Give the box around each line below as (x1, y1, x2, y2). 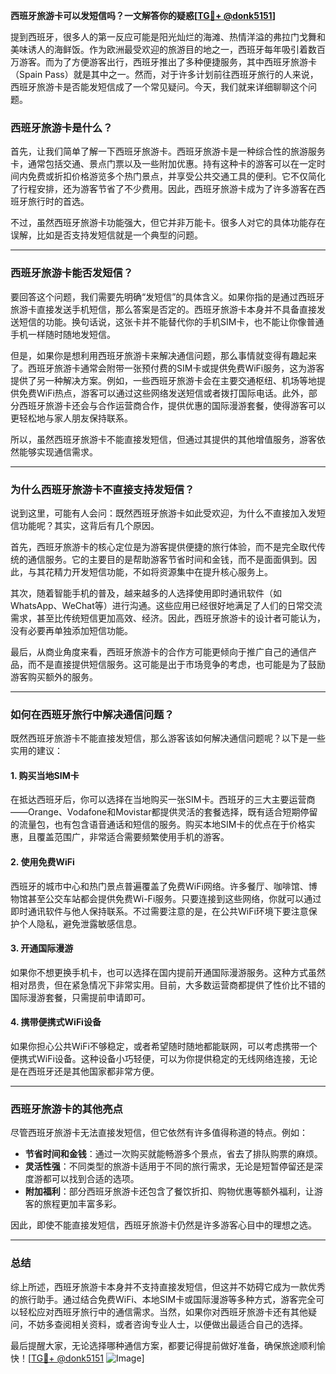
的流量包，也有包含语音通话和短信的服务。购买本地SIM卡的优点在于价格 (10, 819, 307, 831)
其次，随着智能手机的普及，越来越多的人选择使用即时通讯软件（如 (10, 587, 282, 599)
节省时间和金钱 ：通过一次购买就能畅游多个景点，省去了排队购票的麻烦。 (24, 1148, 323, 1160)
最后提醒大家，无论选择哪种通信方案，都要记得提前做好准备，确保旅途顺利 (10, 1339, 317, 1351)
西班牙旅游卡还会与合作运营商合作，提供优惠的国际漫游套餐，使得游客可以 (18, 399, 326, 411)
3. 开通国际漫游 (10, 942, 74, 954)
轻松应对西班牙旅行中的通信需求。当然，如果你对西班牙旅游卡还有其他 (18, 1305, 308, 1318)
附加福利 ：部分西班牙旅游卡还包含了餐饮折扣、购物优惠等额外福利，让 (24, 1185, 315, 1198)
